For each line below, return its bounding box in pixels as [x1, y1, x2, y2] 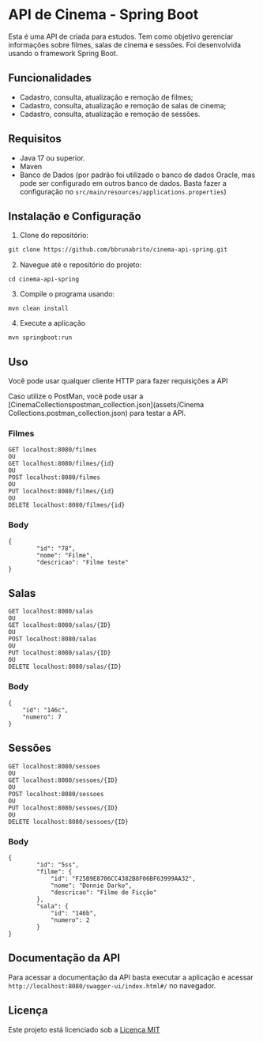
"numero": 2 [50, 916, 90, 924]
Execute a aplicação [19, 319, 85, 328]
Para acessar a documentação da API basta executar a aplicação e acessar [8, 972, 254, 982]
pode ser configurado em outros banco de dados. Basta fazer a [19, 178, 227, 187]
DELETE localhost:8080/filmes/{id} [8, 501, 126, 509]
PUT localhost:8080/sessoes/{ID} [8, 804, 118, 812]
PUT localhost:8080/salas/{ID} [8, 649, 111, 657]
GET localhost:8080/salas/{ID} [8, 621, 111, 629]
